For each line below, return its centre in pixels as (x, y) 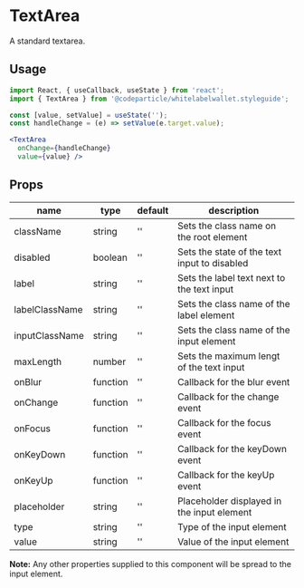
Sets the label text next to (232, 277)
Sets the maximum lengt (229, 356)
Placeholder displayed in (230, 501)
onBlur (28, 381)
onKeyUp (33, 480)
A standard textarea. (47, 41)
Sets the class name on (227, 226)
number (109, 361)
